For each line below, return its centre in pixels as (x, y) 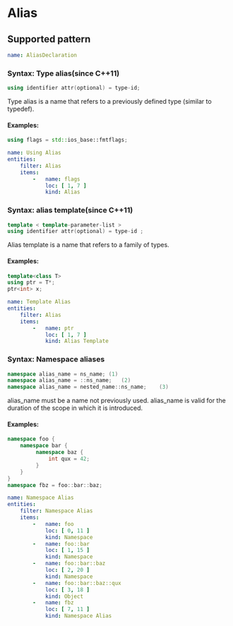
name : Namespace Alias (41, 498)
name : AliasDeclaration (42, 55)
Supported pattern (49, 39)
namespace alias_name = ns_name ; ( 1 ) (63, 374)
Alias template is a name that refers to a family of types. (88, 245)
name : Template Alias (39, 302)
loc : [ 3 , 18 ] (67, 590)
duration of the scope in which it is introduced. (75, 408)
